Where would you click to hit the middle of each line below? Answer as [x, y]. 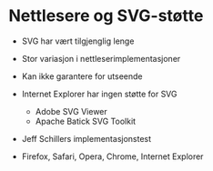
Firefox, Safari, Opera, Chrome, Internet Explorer [112, 156]
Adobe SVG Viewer [71, 111]
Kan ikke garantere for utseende [82, 76]
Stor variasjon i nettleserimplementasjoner [101, 58]
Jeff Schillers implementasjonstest [86, 138]
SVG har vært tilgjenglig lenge [78, 41]
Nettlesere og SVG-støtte [106, 16]
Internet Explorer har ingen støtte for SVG [100, 94]
